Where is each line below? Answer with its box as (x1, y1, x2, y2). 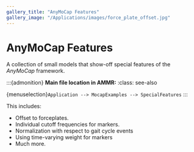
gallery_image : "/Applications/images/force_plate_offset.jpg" (6, 15, 171, 21)
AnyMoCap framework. (6, 67, 65, 75)
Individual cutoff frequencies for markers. (15, 121, 120, 128)
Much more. (15, 140, 46, 148)
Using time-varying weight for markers (15, 134, 113, 141)
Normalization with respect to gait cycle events (15, 127, 134, 134)
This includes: (6, 103, 41, 110)
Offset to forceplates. (15, 114, 69, 122)
